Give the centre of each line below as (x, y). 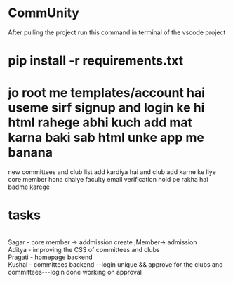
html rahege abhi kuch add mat (100, 123)
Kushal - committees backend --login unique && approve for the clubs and (115, 264)
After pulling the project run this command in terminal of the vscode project (117, 32)
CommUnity (44, 13)
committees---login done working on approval (75, 272)
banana (31, 153)
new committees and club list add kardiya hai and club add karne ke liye (112, 172)
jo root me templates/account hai (107, 93)
